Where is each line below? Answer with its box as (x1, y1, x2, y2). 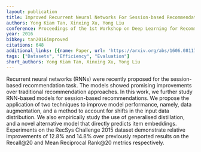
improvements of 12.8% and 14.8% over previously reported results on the (6, 132, 190, 139)
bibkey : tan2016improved (6, 37, 68, 42)
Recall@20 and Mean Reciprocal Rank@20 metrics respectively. (6, 139, 165, 146)
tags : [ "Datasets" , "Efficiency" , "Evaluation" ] (6, 53, 130, 59)
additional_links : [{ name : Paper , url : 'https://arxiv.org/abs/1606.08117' (6, 48, 199, 54)
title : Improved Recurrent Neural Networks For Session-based (6, 14, 165, 20)
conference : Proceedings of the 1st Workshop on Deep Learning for (6, 25, 178, 32)
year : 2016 (6, 31, 33, 37)
